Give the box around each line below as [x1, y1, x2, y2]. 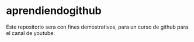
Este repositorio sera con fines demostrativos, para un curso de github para [6, 23, 189, 30]
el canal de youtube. [6, 29, 56, 36]
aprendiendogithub [6, 4, 102, 17]
